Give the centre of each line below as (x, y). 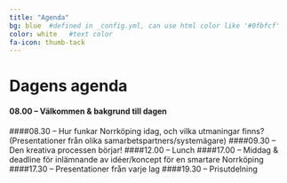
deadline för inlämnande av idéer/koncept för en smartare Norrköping (136, 159)
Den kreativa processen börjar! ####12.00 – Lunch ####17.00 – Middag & (143, 150)
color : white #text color (61, 34)
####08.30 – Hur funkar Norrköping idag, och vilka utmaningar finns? (137, 131)
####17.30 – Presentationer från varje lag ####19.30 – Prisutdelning (133, 169)
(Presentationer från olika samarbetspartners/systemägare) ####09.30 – (143, 140)
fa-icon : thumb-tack (48, 42)
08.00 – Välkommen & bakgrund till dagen (88, 111)
